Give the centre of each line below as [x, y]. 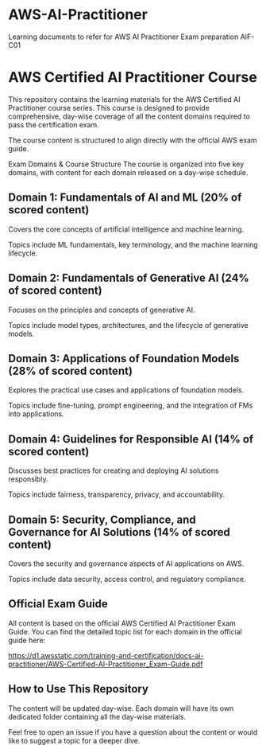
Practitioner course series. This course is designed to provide [109, 107]
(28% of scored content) [71, 371]
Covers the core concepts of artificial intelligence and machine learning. [126, 229]
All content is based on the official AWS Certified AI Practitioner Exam [122, 623]
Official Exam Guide [58, 604]
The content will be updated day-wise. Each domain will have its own [121, 708]
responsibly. [28, 479]
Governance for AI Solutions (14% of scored [119, 532]
